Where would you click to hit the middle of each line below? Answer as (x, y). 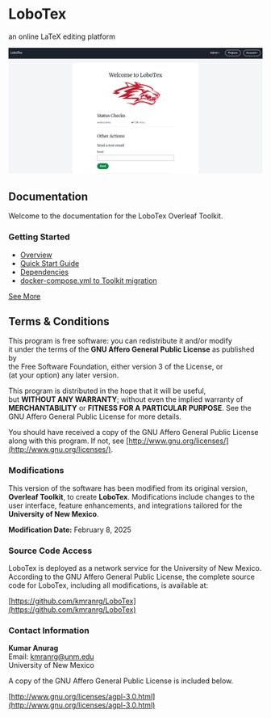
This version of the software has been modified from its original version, (128, 488)
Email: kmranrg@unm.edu (51, 657)
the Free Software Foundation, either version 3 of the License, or (116, 367)
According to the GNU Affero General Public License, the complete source (132, 577)
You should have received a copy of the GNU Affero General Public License (133, 433)
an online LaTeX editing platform (62, 36)
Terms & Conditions (59, 321)
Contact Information (49, 630)
